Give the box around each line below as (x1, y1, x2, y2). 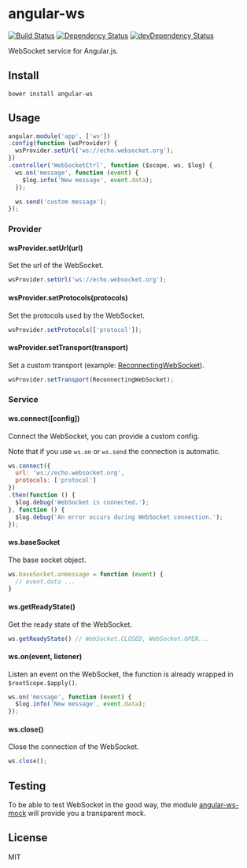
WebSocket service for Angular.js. (8, 46, 119, 55)
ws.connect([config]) (8, 413, 80, 423)
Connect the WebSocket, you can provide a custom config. (8, 431, 200, 441)
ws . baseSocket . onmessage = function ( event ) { (8, 570, 164, 578)
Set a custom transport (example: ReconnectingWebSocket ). (8, 360, 205, 370)
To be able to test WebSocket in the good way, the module (8, 800, 198, 810)
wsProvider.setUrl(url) (8, 243, 83, 252)
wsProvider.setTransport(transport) (8, 342, 128, 352)
